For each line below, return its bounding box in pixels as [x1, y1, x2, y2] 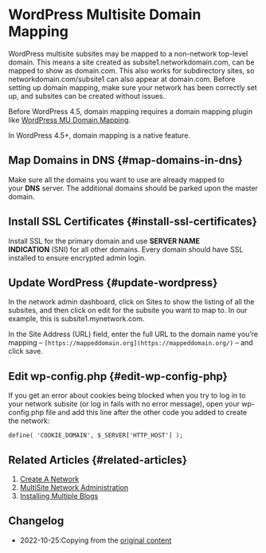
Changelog [8, 514, 65, 528]
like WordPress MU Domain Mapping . [8, 115, 131, 124]
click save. [8, 347, 44, 356]
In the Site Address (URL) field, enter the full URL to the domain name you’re [8, 329, 259, 339]
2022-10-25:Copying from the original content [19, 535, 172, 545]
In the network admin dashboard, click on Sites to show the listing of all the [8, 297, 255, 307]
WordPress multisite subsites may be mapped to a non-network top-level [8, 49, 248, 58]
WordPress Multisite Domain [8, 6, 201, 24]
